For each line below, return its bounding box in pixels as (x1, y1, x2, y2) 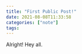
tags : (6, 25, 19, 31)
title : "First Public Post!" (6, 8, 77, 15)
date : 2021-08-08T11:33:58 (6, 14, 72, 20)
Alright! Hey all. (6, 41, 43, 48)
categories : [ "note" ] (6, 19, 59, 25)
